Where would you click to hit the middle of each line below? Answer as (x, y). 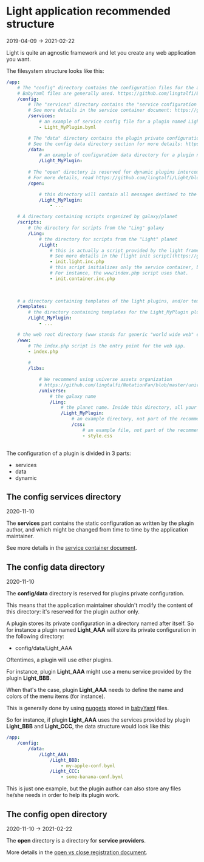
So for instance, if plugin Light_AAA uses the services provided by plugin (98, 720)
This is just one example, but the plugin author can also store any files (93, 788)
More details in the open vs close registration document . (77, 852)
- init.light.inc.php (77, 262)
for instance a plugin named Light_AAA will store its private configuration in (101, 630)
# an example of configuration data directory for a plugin (116, 155)
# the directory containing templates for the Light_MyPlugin (108, 312)
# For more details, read (61, 177)
